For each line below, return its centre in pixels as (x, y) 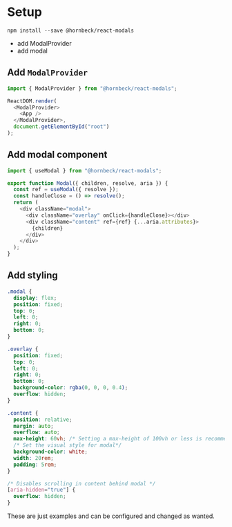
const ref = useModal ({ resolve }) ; (66, 190)
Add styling (32, 275)
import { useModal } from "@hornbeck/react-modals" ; (85, 170)
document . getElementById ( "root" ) (61, 127)
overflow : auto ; (37, 432)
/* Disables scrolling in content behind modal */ (81, 483)
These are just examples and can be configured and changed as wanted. (111, 516)
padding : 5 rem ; (35, 465)
